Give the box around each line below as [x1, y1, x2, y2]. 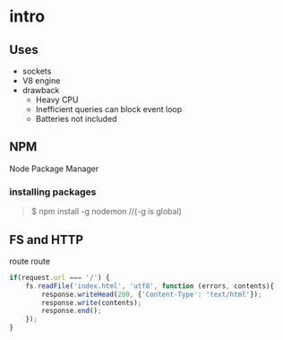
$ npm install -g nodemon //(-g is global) [30, 206, 182, 217]
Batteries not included [35, 114, 117, 124]
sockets [21, 65, 52, 76]
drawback [21, 85, 60, 95]
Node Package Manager [9, 163, 99, 174]
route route [9, 256, 51, 266]
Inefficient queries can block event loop [35, 104, 183, 114]
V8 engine [21, 75, 61, 86]
